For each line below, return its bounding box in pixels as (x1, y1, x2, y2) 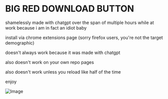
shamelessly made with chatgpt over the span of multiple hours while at (5, 19, 154, 25)
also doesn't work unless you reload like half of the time (5, 68, 121, 75)
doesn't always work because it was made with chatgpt (5, 49, 121, 55)
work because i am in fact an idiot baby (5, 24, 87, 30)
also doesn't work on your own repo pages (5, 59, 94, 65)
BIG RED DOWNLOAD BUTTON (5, 3, 134, 14)
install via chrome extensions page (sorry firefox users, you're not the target (5, 34, 163, 40)
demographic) (5, 39, 35, 45)
